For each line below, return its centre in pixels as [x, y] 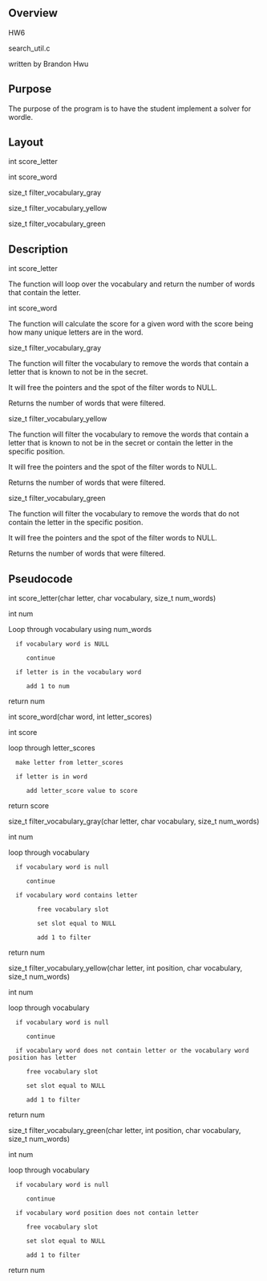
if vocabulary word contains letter [77, 896]
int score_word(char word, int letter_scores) [80, 717]
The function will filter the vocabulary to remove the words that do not [124, 514]
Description [38, 249]
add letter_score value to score [82, 791]
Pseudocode [41, 579]
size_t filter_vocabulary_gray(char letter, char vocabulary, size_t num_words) [134, 821]
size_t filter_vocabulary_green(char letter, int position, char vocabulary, [125, 1131]
